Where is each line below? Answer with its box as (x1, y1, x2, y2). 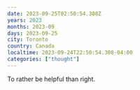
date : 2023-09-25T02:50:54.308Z (7, 10, 101, 17)
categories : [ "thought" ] (7, 56, 80, 63)
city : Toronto (7, 36, 49, 43)
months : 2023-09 (7, 23, 55, 30)
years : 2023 (7, 17, 42, 24)
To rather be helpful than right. (7, 75, 96, 83)
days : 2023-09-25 (7, 29, 58, 37)
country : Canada (7, 43, 55, 50)
